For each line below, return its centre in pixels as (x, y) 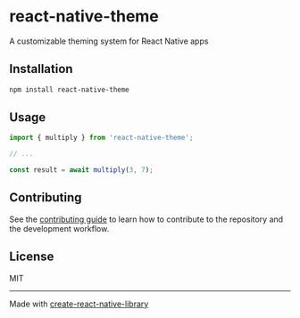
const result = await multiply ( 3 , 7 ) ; (81, 170)
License (32, 257)
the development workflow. (59, 228)
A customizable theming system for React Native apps (109, 41)
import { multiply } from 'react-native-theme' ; (101, 138)
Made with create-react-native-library (79, 304)
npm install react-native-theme (69, 90)
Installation (41, 69)
